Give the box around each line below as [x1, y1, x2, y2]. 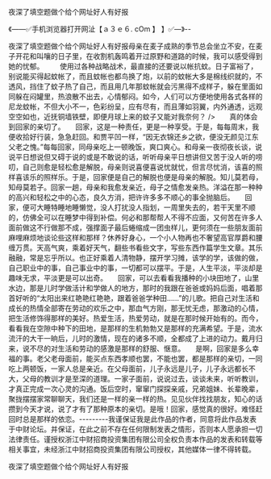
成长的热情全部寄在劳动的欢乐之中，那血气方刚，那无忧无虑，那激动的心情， [8, 303, 263, 313]
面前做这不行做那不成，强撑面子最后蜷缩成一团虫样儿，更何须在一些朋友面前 [8, 223, 263, 232]
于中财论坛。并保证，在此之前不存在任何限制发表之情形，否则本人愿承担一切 [8, 424, 263, 434]
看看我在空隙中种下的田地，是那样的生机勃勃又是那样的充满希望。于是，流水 [8, 323, 263, 333]
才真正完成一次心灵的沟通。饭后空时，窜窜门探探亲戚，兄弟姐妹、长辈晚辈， [8, 384, 263, 394]
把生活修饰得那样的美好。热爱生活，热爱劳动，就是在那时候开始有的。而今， [8, 314, 263, 323]
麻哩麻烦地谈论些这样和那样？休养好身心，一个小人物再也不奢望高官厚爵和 [8, 233, 256, 242]
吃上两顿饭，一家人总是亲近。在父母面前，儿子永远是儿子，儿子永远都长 [8, 364, 248, 373]
